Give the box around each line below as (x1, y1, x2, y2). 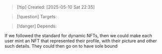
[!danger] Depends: (16, 23, 57, 29)
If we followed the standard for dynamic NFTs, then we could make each (4, 33, 153, 38)
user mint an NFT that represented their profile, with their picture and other (4, 38, 157, 44)
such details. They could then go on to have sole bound (4, 43, 118, 49)
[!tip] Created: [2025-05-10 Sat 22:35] (16, 4, 95, 10)
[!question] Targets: (16, 14, 57, 19)
